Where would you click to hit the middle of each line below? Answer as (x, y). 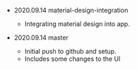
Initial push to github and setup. (70, 51)
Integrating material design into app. (77, 24)
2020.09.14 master (41, 37)
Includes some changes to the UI (72, 59)
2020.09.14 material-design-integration (71, 10)
